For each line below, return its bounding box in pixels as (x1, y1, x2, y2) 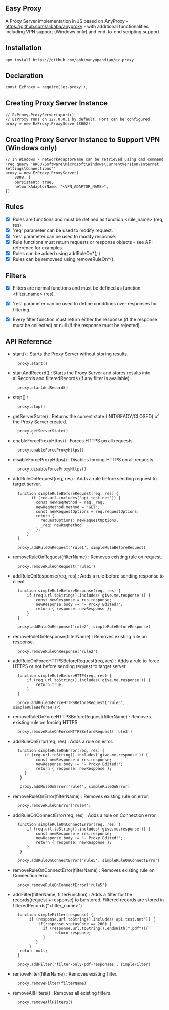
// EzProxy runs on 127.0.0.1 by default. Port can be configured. (5, 117, 153, 122)
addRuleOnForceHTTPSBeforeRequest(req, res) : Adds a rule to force (12, 658, 160, 664)
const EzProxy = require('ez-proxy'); (5, 85, 88, 90)
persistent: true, (14, 179, 54, 185)
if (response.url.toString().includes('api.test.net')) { (29, 917, 155, 922)
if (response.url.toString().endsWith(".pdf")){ (43, 926, 149, 931)
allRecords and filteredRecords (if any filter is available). (12, 375, 131, 382)
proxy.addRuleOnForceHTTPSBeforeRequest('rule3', (17, 700, 125, 706)
